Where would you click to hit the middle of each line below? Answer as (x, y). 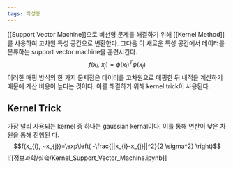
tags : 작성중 (24, 14)
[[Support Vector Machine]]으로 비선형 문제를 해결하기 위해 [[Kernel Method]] (116, 34)
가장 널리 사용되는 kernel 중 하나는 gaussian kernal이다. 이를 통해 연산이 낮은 (113, 126)
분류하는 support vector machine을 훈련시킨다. (72, 51)
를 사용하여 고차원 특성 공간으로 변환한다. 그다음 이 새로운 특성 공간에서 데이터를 (116, 43)
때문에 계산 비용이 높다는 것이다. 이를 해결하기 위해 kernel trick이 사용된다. (109, 86)
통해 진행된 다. (39, 135)
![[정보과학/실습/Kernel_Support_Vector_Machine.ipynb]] (87, 158)
